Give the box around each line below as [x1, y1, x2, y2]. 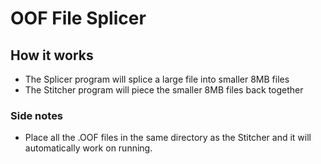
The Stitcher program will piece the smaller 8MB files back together [24, 84, 304, 96]
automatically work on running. [24, 142, 153, 154]
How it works [10, 47, 94, 64]
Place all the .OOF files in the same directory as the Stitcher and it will [24, 132, 312, 144]
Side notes [10, 108, 64, 122]
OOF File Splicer [10, 7, 147, 30]
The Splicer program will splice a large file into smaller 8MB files [24, 73, 290, 85]
